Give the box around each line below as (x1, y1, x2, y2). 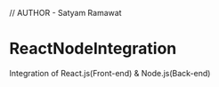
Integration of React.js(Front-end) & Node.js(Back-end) (9, 67, 211, 78)
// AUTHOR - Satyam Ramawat (9, 8, 122, 18)
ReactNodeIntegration (9, 39, 177, 59)
